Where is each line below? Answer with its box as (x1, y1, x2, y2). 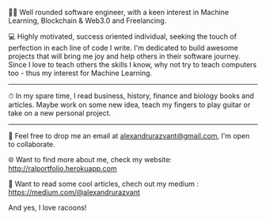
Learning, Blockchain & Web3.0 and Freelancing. (8, 16, 167, 25)
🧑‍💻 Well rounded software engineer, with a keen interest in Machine (8, 8, 230, 17)
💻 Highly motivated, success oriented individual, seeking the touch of (8, 32, 237, 41)
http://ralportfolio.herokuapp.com (8, 164, 117, 173)
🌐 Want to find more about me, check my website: (8, 155, 173, 164)
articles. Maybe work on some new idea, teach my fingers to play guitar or (8, 100, 251, 109)
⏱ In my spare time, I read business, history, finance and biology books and (8, 91, 255, 101)
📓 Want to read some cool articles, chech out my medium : (8, 179, 199, 188)
